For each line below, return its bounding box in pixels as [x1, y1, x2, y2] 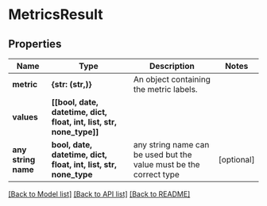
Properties [8, 37, 62, 51]
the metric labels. [133, 84, 198, 94]
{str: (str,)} [51, 79, 92, 90]
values [12, 112, 38, 122]
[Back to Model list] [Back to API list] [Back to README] [8, 189, 191, 199]
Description [149, 61, 195, 71]
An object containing [133, 74, 211, 85]
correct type [133, 169, 180, 180]
